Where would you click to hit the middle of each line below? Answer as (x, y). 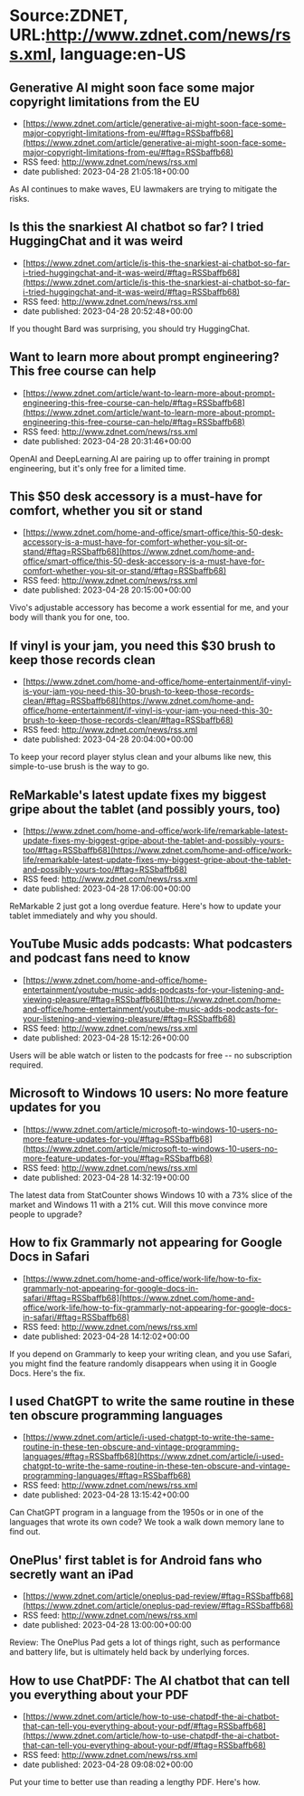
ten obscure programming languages (116, 1416)
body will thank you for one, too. (70, 617)
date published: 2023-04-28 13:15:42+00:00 (106, 1495)
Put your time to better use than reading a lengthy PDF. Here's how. (135, 1782)
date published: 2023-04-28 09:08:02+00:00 (108, 1764)
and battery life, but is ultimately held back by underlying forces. (130, 1652)
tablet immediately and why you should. (84, 916)
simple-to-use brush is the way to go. (79, 766)
